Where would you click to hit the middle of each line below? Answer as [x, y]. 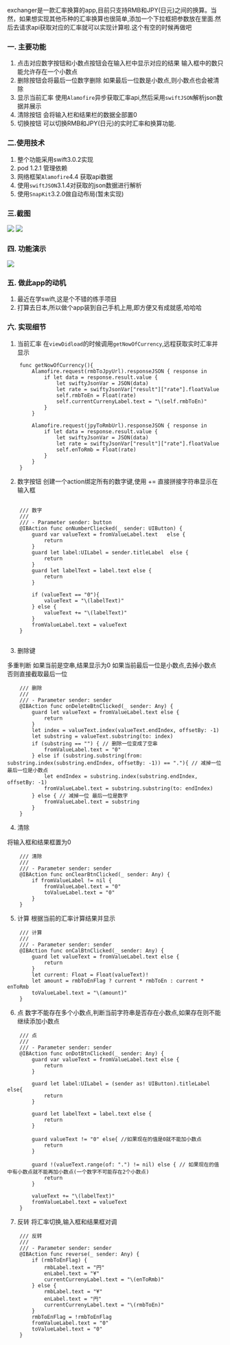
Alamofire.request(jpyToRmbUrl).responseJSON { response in [119, 426]
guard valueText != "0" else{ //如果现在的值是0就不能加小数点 [117, 1139]
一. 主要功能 [27, 47]
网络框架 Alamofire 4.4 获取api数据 [65, 176]
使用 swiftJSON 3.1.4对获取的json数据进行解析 [79, 185]
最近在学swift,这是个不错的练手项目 [67, 299]
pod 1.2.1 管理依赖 [42, 168]
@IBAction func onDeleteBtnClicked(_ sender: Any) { [96, 706]
